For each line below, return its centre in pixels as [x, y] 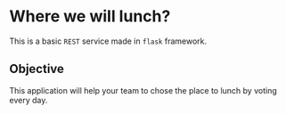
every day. [29, 100]
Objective [37, 69]
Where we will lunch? [90, 16]
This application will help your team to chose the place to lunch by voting [143, 90]
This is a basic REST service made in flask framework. [108, 41]
